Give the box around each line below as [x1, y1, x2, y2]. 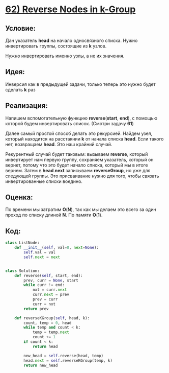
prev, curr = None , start [23, 277, 79, 283]
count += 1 [32, 335, 56, 340]
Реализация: [5, 101, 48, 110]
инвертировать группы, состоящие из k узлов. [5, 43, 107, 49]
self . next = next [23, 254, 60, 260]
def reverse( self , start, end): [14, 273, 83, 278]
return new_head [23, 363, 58, 368]
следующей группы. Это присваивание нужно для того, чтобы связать [5, 173, 159, 179]
